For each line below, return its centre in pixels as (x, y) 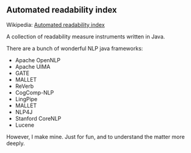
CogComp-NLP (34, 92)
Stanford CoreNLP (38, 118)
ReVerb (24, 86)
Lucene (25, 125)
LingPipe (26, 99)
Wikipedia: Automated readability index (56, 24)
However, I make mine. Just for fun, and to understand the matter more (95, 137)
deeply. (16, 143)
